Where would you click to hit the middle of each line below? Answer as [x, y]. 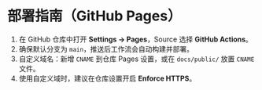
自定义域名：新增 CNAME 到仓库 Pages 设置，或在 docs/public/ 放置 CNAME [137, 59]
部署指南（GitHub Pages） [94, 16]
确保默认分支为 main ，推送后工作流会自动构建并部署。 [106, 49]
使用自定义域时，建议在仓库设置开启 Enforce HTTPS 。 [107, 78]
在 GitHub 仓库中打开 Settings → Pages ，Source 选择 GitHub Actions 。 [136, 39]
